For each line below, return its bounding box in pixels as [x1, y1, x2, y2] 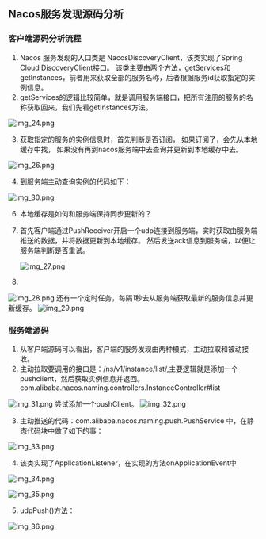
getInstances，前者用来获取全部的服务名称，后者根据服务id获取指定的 [19, 72, 249, 82]
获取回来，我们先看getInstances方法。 [26, 102, 153, 112]
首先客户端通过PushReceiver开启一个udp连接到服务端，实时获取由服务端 [19, 225, 258, 235]
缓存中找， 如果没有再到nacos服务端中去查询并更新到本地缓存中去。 [19, 144, 243, 154]
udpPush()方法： [19, 506, 75, 515]
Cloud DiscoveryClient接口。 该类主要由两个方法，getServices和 [19, 63, 231, 72]
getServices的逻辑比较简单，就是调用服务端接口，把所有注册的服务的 [19, 92, 247, 101]
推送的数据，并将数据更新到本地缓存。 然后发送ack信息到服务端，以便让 [19, 235, 256, 245]
